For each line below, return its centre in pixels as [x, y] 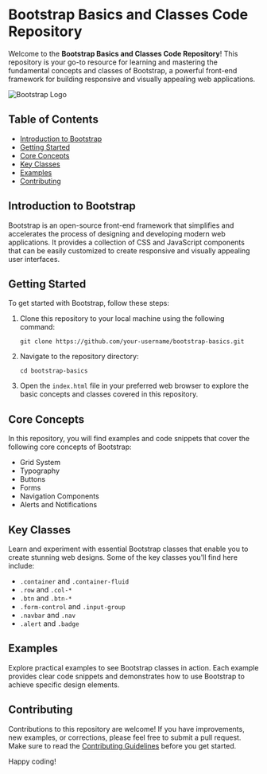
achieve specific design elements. [64, 684]
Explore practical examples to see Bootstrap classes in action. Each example [133, 667]
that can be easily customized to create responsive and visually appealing [129, 250]
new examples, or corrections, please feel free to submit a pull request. [125, 737]
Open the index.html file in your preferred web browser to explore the [134, 386]
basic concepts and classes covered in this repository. [109, 394]
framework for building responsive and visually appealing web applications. [132, 79]
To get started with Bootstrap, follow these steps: [89, 303]
